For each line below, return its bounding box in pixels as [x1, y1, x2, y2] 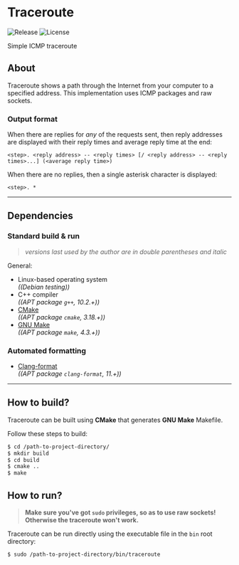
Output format [7, 114, 58, 124]
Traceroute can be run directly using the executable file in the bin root [7, 529, 213, 538]
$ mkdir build [7, 450, 50, 457]
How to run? [7, 489, 63, 502]
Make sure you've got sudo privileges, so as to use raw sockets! [24, 508, 216, 517]
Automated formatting [7, 346, 87, 356]
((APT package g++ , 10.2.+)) [17, 297, 100, 306]
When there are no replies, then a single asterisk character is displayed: [7, 170, 218, 179]
